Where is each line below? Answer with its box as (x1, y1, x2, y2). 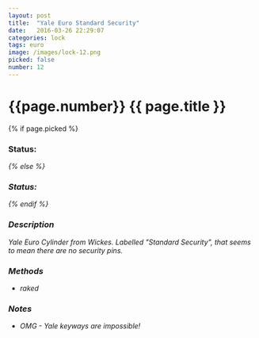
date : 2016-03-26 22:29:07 (8, 26, 105, 34)
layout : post (8, 11, 51, 20)
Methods (8, 265, 44, 276)
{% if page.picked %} (8, 124, 79, 133)
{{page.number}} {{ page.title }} (8, 97, 227, 115)
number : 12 (8, 63, 44, 71)
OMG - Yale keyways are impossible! (19, 321, 141, 331)
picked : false (8, 56, 55, 64)
